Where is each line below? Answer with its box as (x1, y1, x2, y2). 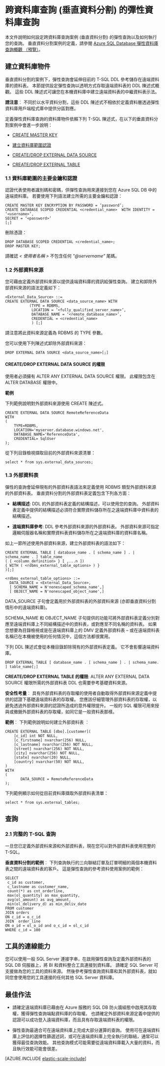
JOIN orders (5, 910, 29, 915)
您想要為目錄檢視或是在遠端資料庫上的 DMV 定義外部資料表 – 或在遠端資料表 (5, 627, 160, 633)
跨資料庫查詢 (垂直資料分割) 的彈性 (5, 4, 145, 16)
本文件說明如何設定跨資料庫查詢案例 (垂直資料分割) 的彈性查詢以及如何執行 (5, 34, 157, 40)
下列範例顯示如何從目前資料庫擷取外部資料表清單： (5, 790, 109, 796)
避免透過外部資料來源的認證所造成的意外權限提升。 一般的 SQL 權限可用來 (5, 702, 155, 709)
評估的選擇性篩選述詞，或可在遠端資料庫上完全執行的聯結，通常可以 (21, 1033, 159, 1039)
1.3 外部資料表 (5, 472, 39, 479)
